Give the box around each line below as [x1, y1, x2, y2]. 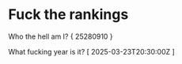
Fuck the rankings [8, 6, 129, 24]
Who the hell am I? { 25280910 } [8, 32, 113, 41]
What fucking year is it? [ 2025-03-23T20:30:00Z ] [8, 47, 176, 56]
